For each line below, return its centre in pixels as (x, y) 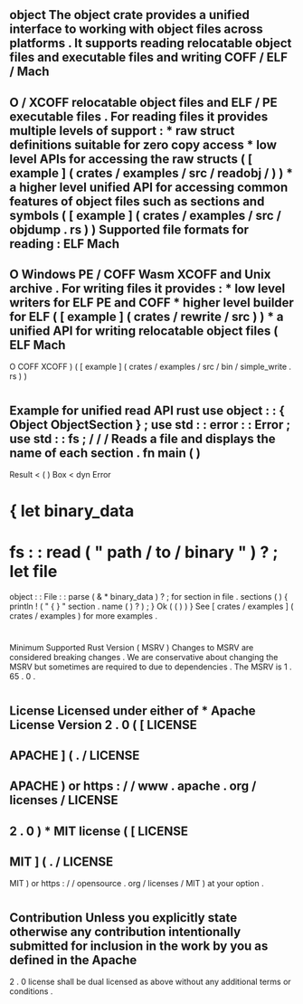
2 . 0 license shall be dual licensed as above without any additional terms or (150, 982)
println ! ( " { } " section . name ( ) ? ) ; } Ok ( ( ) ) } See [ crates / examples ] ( (151, 606)
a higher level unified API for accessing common (149, 187)
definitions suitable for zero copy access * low (143, 144)
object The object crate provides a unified (130, 15)
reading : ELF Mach (65, 244)
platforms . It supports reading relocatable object (151, 43)
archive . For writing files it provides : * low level (147, 288)
